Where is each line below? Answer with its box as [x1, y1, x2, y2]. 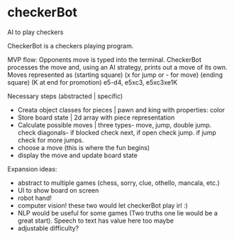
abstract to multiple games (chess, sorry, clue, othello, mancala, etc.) [17, 179, 220, 187]
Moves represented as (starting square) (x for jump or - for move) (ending [7, 70, 223, 79]
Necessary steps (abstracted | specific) [7, 92, 123, 100]
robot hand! [17, 193, 52, 202]
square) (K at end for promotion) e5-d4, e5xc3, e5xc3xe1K [7, 78, 178, 86]
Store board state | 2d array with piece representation [17, 113, 175, 122]
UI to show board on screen [17, 186, 99, 194]
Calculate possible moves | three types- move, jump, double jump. [17, 120, 212, 129]
